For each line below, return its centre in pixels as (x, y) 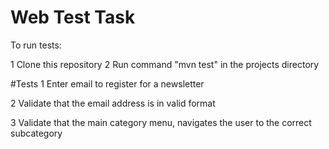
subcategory (36, 133)
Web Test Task (73, 17)
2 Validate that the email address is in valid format (113, 103)
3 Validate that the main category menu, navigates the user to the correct (161, 122)
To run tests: (36, 45)
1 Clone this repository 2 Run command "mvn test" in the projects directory (165, 64)
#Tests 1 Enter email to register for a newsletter (107, 83)
